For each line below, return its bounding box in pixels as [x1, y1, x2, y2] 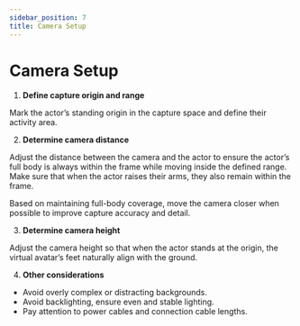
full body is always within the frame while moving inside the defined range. [9, 161, 287, 172]
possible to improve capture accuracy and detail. [9, 208, 191, 219]
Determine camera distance [22, 134, 129, 145]
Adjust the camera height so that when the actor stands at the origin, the [9, 242, 279, 253]
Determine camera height [22, 225, 121, 236]
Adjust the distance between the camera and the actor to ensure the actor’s [9, 152, 290, 163]
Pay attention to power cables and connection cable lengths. [22, 306, 248, 317]
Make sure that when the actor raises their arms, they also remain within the [9, 171, 291, 182]
